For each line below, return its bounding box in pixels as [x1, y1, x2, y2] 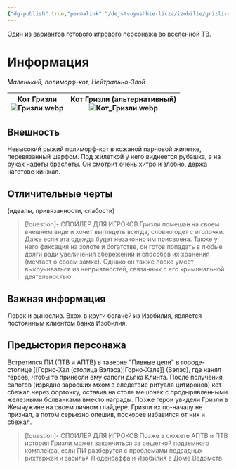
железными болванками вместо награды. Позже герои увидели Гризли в [7, 395, 228, 404]
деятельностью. [24, 272, 74, 281]
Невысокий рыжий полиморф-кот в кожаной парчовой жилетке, [7, 145, 202, 153]
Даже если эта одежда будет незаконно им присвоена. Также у [24, 235, 218, 243]
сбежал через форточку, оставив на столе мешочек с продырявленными [7, 387, 228, 396]
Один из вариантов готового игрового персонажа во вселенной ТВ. [7, 30, 212, 38]
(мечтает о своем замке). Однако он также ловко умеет [24, 257, 195, 266]
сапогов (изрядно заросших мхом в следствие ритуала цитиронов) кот [7, 380, 222, 389]
